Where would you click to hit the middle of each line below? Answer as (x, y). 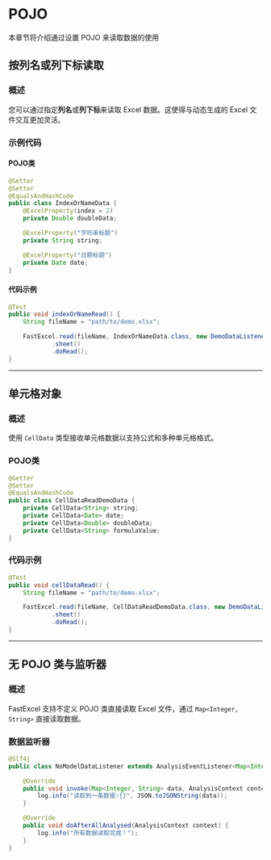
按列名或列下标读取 (56, 65)
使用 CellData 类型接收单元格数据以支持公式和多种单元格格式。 (113, 438)
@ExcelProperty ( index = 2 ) (68, 211)
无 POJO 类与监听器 (58, 664)
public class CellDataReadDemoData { (72, 501)
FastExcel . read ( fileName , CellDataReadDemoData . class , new (124, 607)
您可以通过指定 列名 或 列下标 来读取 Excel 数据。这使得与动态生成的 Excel (128, 109)
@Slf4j (19, 759)
